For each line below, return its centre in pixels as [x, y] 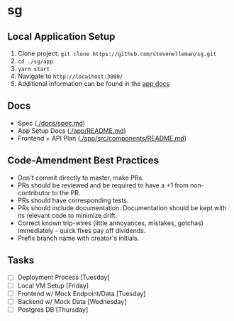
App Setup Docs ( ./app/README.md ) [72, 131]
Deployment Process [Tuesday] [63, 277]
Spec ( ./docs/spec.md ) [51, 123]
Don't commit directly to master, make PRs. [80, 178]
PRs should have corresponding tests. [73, 200]
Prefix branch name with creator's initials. [78, 238]
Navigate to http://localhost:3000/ [70, 76]
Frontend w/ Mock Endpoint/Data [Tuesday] [82, 293]
